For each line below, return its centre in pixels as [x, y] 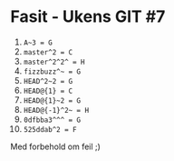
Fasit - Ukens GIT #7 [88, 17]
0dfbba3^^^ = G [52, 120]
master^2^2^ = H [54, 62]
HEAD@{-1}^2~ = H [56, 110]
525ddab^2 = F [50, 129]
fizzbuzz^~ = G [52, 71]
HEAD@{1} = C [48, 91]
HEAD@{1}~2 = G [52, 101]
